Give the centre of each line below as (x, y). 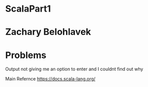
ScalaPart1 (28, 9)
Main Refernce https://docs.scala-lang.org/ (50, 79)
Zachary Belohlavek (48, 32)
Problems (26, 55)
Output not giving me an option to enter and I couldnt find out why (74, 69)
